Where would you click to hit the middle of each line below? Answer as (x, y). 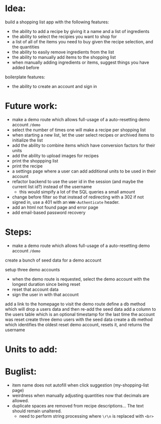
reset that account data (35, 289)
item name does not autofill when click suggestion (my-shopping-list (80, 385)
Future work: (31, 106)
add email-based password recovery (49, 212)
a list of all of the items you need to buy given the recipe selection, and (82, 41)
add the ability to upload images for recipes (55, 156)
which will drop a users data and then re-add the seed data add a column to (80, 309)
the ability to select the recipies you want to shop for (64, 36)
